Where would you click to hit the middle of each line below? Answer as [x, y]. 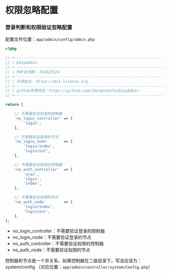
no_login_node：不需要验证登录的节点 [52, 237]
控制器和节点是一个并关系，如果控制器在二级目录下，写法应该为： [73, 261]
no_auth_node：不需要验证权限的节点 [51, 250]
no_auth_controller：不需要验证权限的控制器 [58, 244]
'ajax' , [31, 174]
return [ [14, 105]
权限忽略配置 [32, 10]
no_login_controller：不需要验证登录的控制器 [59, 231]
